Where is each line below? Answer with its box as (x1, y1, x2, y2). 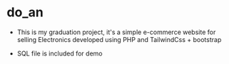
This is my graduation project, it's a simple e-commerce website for (16, 28, 216, 36)
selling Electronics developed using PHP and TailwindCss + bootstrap (16, 35, 222, 43)
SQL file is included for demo (16, 49, 103, 58)
